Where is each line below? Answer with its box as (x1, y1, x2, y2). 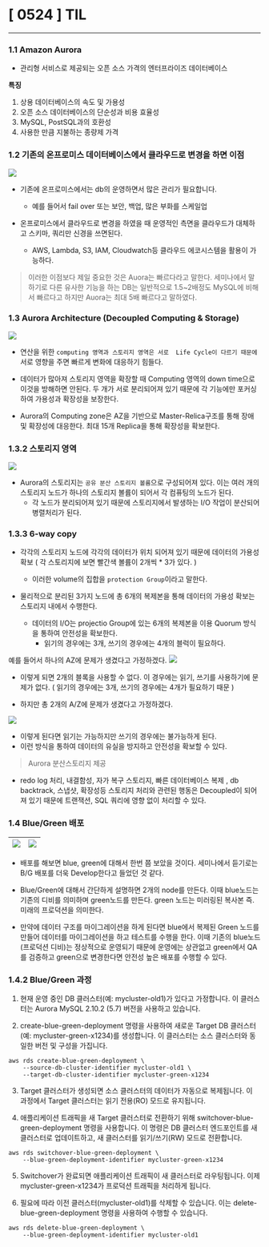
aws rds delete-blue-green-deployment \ (8, 1224, 146, 1233)
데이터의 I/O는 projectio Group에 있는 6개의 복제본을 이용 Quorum (31, 618, 242, 628)
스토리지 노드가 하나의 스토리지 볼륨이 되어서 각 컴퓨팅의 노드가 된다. (19, 488, 234, 497)
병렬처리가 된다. (31, 508, 82, 517)
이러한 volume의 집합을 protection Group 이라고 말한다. (31, 574, 208, 584)
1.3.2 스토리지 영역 (8, 443, 78, 454)
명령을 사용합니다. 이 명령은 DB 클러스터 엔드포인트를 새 (83, 1123, 258, 1132)
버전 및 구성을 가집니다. (34, 1041, 108, 1051)
